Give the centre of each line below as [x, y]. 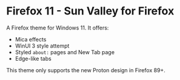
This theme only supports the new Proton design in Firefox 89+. [86, 70]
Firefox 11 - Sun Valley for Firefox [90, 11]
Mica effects [31, 39]
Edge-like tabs [33, 58]
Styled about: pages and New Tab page [65, 52]
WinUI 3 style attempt [42, 46]
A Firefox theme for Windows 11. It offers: [58, 28]
